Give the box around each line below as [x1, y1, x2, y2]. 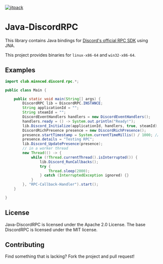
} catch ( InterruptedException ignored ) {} [39, 173, 130, 178]
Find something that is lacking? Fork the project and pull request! [5, 253, 135, 259]
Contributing [5, 240, 45, 249]
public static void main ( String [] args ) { [14, 96, 101, 101]
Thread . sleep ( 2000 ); [48, 169, 90, 173]
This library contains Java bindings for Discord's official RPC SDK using [5, 37, 148, 43]
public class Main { [5, 88, 47, 93]
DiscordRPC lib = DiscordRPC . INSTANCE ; [22, 101, 103, 106]
